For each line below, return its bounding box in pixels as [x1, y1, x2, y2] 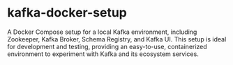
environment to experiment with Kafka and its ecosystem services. [7, 50, 199, 58]
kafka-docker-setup [7, 5, 127, 21]
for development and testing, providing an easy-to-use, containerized [7, 42, 207, 50]
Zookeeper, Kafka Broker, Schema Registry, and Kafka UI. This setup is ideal [7, 35, 227, 43]
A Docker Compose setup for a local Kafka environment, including [7, 28, 197, 36]
